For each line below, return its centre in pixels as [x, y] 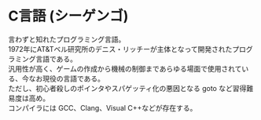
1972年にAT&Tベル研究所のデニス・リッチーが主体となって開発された [120, 49]
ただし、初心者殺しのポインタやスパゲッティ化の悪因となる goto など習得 [127, 88]
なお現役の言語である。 [66, 78]
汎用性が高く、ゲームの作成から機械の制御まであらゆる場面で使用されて [125, 68]
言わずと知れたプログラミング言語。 [67, 39]
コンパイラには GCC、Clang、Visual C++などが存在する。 [103, 107]
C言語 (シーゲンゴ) [68, 16]
